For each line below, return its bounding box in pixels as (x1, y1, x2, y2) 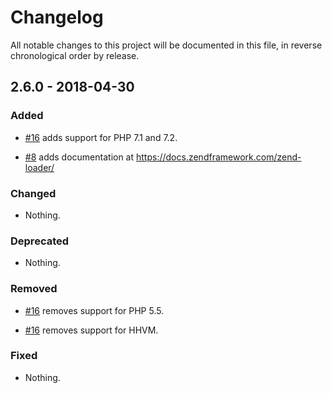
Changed (10, 186, 57, 200)
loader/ (24, 161, 55, 173)
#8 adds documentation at (24, 151, 135, 163)
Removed (10, 282, 58, 296)
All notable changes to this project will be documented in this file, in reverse (10, 39, 323, 51)
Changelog (10, 6, 104, 29)
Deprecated (10, 234, 70, 248)
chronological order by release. (10, 49, 140, 61)
